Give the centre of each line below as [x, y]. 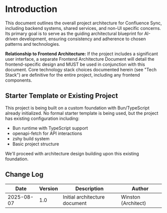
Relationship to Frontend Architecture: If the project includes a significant [82, 54]
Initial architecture [84, 197]
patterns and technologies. [33, 44]
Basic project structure [36, 144]
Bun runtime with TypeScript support [50, 128]
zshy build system [31, 138]
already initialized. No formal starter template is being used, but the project [82, 113]
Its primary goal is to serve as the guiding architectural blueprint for [74, 33]
